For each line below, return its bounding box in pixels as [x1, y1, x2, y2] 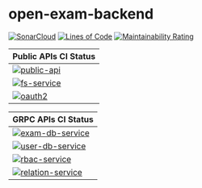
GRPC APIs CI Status [12, 114, 95, 125]
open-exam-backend [8, 5, 154, 23]
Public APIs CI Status [12, 50, 95, 61]
